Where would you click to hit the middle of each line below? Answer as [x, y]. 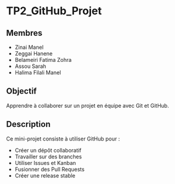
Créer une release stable [45, 175]
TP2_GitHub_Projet [54, 11]
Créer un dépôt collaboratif [48, 150]
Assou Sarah [30, 66]
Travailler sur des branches [48, 157]
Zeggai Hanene [34, 54]
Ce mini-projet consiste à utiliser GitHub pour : [63, 139]
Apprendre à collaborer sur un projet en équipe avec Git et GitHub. [88, 105]
